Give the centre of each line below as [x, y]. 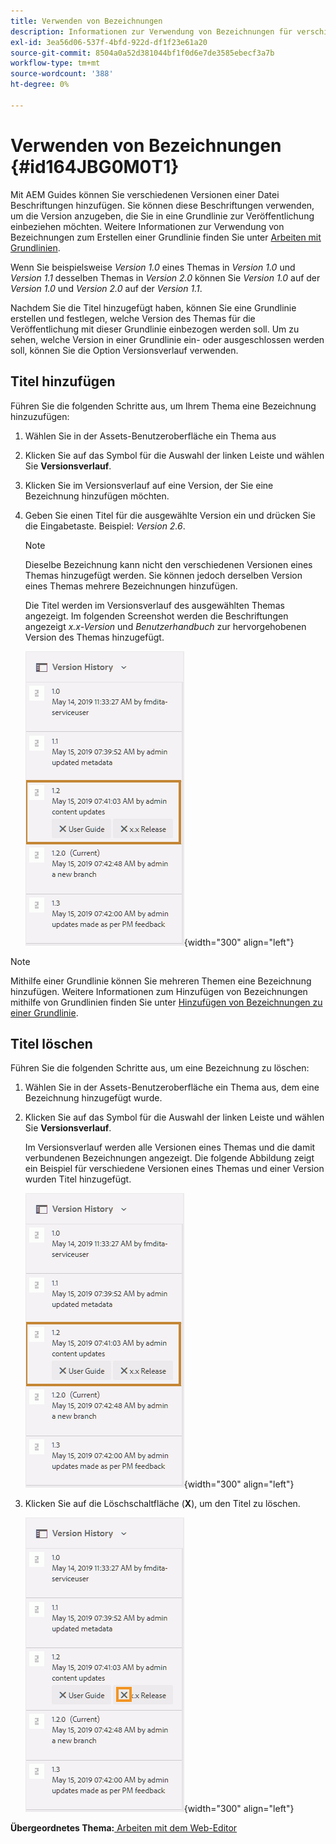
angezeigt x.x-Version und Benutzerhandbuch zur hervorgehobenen [165, 626]
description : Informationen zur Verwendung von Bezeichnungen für [151, 31]
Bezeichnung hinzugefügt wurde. [93, 1098]
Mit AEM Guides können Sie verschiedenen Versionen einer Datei [145, 194]
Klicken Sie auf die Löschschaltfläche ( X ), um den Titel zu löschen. [162, 1504]
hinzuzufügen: [40, 416]
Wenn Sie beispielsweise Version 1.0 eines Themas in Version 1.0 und [153, 267]
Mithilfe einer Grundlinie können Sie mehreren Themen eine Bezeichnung [161, 981]
